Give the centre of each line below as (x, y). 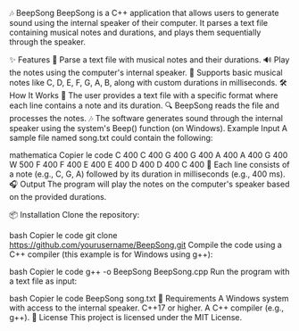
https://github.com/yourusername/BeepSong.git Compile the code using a (146, 245)
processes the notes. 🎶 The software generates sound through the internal (146, 118)
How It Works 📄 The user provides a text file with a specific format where (144, 95)
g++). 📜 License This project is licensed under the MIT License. (126, 317)
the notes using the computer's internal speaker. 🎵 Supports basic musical (146, 72)
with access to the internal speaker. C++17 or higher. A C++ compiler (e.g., (146, 308)
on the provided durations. (58, 197)
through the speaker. (48, 42)
